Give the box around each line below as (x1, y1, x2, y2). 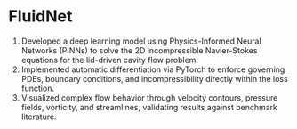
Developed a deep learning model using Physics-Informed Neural (20, 36, 261, 46)
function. (20, 83, 55, 93)
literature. (20, 111, 57, 122)
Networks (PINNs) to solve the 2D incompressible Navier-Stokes (20, 44, 258, 55)
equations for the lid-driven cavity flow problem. (20, 54, 199, 65)
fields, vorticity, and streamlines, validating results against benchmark (20, 101, 277, 112)
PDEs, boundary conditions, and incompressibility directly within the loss (20, 73, 288, 84)
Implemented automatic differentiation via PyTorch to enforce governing (20, 64, 285, 75)
